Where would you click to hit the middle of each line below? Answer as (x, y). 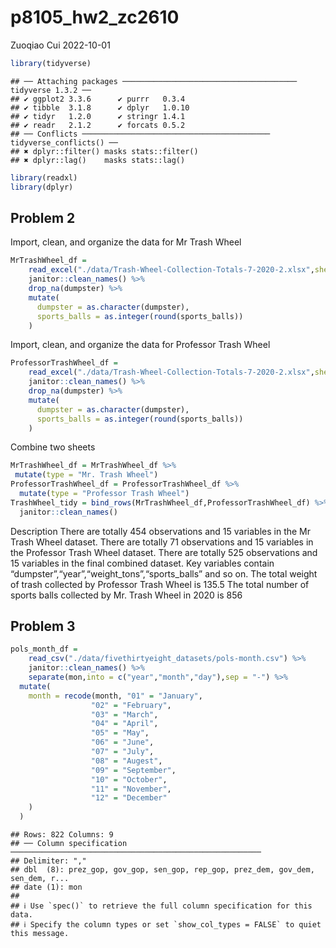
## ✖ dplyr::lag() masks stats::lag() (98, 160)
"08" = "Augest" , (126, 761)
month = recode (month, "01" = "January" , (115, 696)
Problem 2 (43, 217)
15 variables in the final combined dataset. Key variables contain (142, 563)
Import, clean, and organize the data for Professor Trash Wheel (140, 345)
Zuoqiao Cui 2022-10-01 (60, 45)
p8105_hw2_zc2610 (95, 17)
